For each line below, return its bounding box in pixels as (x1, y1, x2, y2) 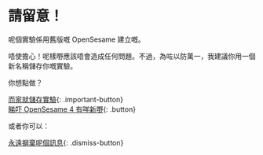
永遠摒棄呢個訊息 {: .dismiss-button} (8, 138, 124, 147)
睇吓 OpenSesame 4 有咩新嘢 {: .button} (8, 104, 136, 114)
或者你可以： (8, 121, 49, 131)
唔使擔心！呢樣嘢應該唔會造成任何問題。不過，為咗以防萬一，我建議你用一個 (8, 51, 256, 61)
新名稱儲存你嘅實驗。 (8, 61, 77, 71)
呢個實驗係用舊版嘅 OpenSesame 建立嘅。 (8, 35, 145, 44)
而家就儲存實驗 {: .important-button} (8, 94, 124, 104)
